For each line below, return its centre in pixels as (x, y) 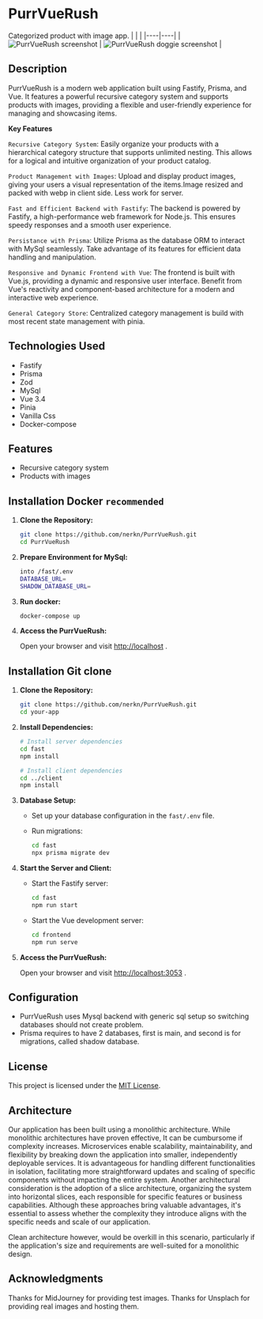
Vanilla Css (38, 415)
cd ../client (41, 778)
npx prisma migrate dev (71, 853)
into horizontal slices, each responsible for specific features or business (125, 1196)
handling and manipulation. (52, 257)
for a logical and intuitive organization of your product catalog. (110, 161)
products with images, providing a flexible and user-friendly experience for (130, 104)
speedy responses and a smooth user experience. (90, 225)
